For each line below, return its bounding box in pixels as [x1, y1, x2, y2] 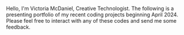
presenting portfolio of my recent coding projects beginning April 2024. [6, 11, 179, 18]
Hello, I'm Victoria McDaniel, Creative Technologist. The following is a [6, 5, 174, 12]
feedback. [6, 23, 30, 30]
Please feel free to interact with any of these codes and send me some [6, 17, 177, 24]
